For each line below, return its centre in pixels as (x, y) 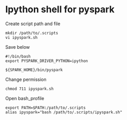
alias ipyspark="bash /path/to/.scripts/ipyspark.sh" (64, 112)
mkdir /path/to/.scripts (32, 33)
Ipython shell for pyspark (60, 9)
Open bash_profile (25, 98)
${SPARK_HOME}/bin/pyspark (34, 70)
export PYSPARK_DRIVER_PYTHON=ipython (47, 61)
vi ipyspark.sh (22, 37)
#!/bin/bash (18, 56)
